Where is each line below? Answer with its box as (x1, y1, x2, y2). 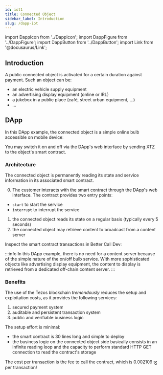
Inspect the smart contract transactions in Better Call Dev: (5, 242, 122, 247)
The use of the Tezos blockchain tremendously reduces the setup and (5, 289, 146, 296)
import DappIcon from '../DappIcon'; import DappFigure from (5, 34, 128, 40)
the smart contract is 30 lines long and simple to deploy (12, 333, 125, 340)
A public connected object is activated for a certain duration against (5, 72, 142, 78)
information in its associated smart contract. (5, 177, 94, 183)
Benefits (5, 279, 26, 286)
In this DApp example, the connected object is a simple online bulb (5, 129, 140, 135)
